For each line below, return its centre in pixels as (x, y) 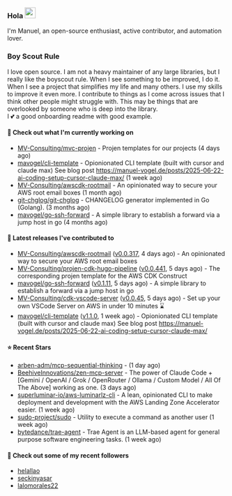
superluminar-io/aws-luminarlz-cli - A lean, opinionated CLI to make (115, 395)
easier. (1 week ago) (46, 410)
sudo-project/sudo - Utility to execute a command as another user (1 (116, 417)
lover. (15, 38)
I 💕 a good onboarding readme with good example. (80, 116)
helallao (29, 471)
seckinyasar (34, 479)
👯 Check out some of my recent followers (68, 455)
